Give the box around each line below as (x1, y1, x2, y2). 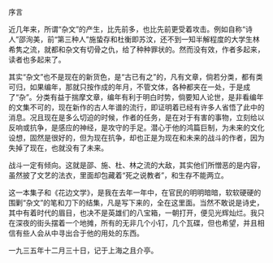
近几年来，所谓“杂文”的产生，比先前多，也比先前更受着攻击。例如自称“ (8, 24, 246, 34)
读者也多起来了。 (8, 55, 66, 64)
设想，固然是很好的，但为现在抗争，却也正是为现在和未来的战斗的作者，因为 (8, 133, 265, 142)
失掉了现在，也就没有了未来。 (8, 143, 108, 153)
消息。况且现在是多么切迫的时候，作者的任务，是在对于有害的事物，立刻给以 (8, 113, 265, 122)
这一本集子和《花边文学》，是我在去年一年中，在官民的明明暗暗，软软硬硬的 (8, 188, 262, 197)
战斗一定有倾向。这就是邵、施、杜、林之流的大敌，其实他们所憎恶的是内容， (8, 161, 265, 170)
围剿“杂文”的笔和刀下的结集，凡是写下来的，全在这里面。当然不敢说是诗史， (8, 198, 264, 207)
